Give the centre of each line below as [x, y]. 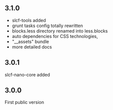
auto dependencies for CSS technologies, [55, 36]
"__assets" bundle [30, 41]
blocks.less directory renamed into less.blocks [60, 31]
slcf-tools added [29, 20]
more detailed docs [32, 46]
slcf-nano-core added [27, 74]
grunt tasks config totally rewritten [47, 25]
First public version [24, 102]
